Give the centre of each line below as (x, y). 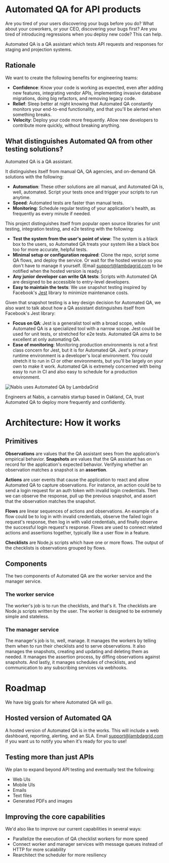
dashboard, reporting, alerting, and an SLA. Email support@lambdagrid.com (84, 736)
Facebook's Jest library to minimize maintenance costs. (71, 293)
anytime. (22, 197)
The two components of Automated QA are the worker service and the (79, 576)
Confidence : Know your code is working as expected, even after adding (88, 87)
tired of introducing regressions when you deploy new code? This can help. (84, 34)
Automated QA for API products (73, 9)
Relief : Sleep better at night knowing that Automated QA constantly (82, 104)
